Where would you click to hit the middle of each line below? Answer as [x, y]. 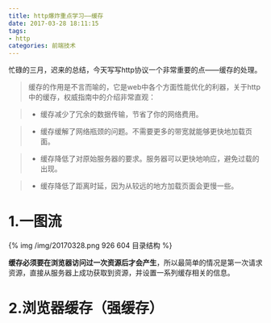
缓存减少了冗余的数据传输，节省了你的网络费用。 [121, 115]
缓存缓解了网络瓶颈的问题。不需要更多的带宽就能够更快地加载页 [146, 132]
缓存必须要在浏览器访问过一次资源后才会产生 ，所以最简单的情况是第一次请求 [135, 262]
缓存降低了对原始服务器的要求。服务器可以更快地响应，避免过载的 [150, 159]
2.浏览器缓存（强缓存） [86, 308]
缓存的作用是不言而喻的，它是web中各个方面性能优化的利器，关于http [144, 87]
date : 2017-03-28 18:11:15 [54, 23]
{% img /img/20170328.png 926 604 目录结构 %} [90, 245]
